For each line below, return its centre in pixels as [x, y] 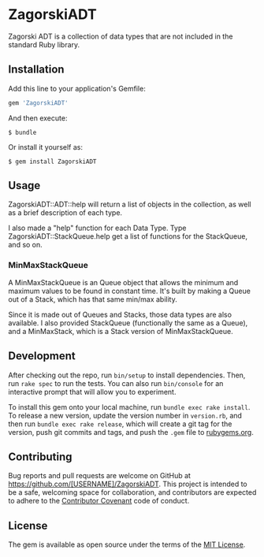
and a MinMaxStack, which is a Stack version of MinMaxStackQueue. [121, 331]
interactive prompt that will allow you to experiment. [92, 392]
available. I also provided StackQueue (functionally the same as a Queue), [128, 323]
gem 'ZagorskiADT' [38, 103]
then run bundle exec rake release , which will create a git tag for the [120, 424]
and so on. [26, 245]
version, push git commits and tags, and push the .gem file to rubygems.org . [131, 432]
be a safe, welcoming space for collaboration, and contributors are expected [132, 492]
